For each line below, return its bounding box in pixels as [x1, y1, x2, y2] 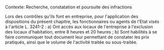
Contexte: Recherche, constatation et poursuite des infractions [5, 4, 133, 10]
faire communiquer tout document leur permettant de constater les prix [5, 34, 150, 40]
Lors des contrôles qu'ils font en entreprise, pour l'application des [5, 14, 138, 19]
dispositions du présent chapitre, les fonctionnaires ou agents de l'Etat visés [5, 19, 160, 24]
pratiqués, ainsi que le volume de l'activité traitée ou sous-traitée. [5, 39, 137, 45]
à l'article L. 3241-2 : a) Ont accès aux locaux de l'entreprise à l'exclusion [5, 24, 153, 30]
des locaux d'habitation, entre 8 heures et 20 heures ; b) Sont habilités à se [5, 29, 157, 34]
